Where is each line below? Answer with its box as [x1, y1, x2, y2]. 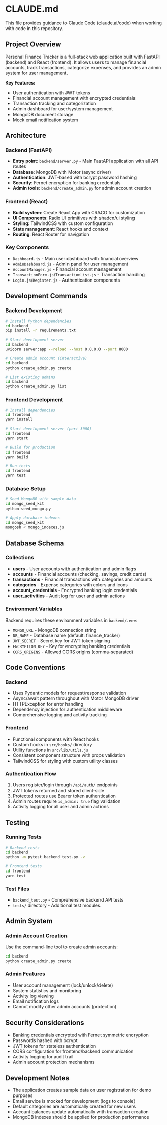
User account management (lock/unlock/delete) [12, 982, 113, 988]
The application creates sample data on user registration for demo [12, 1087, 151, 1093]
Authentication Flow [5, 770, 57, 777]
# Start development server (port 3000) [5, 426, 92, 432]
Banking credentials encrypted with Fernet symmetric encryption [12, 1032, 149, 1038]
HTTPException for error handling [12, 701, 84, 707]
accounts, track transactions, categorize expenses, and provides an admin [5, 64, 161, 70]
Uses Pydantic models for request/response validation [12, 690, 126, 696]
